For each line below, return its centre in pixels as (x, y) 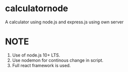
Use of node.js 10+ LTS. (36, 55)
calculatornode (37, 9)
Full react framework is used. (41, 65)
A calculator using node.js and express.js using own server (64, 22)
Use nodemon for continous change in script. (58, 60)
